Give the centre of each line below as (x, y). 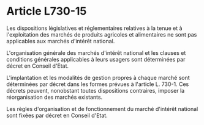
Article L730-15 (47, 11)
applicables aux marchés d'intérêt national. (61, 41)
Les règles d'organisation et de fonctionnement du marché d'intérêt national (102, 109)
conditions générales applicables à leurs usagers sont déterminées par (96, 59)
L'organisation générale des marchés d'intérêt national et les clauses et (96, 52)
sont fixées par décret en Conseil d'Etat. (57, 115)
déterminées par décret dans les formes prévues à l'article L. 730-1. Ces (98, 84)
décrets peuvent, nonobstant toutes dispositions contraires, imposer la (96, 90)
